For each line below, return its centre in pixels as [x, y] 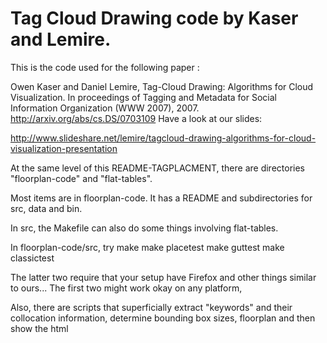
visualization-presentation [64, 148]
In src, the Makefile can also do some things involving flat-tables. [144, 228]
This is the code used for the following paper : [105, 67]
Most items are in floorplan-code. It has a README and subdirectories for [161, 198]
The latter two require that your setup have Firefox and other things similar [163, 277]
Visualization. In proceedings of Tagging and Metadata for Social [143, 97]
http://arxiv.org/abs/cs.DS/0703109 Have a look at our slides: [136, 118]
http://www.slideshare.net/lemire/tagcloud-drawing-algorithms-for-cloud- [163, 138]
